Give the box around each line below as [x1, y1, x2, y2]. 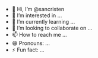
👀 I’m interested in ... [11, 12, 62, 19]
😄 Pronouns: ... [11, 40, 50, 47]
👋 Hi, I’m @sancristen [11, 6, 65, 12]
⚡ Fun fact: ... [11, 46, 45, 53]
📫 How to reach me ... [11, 31, 67, 38]
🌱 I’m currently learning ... [11, 18, 75, 25]
